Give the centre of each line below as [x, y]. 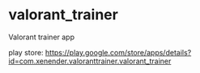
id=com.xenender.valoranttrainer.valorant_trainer [90, 61]
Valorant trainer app [42, 37]
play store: [26, 52]
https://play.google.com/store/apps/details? [118, 52]
